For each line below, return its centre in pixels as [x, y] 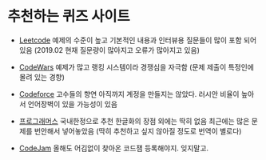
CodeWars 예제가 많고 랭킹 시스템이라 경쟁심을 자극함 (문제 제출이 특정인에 [137, 67]
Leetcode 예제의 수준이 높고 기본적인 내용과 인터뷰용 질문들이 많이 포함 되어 [138, 40]
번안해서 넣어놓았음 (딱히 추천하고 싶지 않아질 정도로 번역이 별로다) [138, 131]
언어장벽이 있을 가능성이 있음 [72, 104]
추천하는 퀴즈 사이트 [69, 16]
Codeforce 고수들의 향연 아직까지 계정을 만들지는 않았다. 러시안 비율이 [129, 94]
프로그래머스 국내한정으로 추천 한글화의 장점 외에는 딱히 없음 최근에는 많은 [134, 121]
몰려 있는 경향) [42, 77]
